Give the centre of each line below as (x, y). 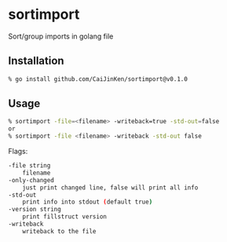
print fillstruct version (65, 217)
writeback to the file (59, 231)
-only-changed (31, 180)
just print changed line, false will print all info (110, 187)
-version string (35, 210)
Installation (36, 61)
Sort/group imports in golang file (61, 36)
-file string (29, 166)
